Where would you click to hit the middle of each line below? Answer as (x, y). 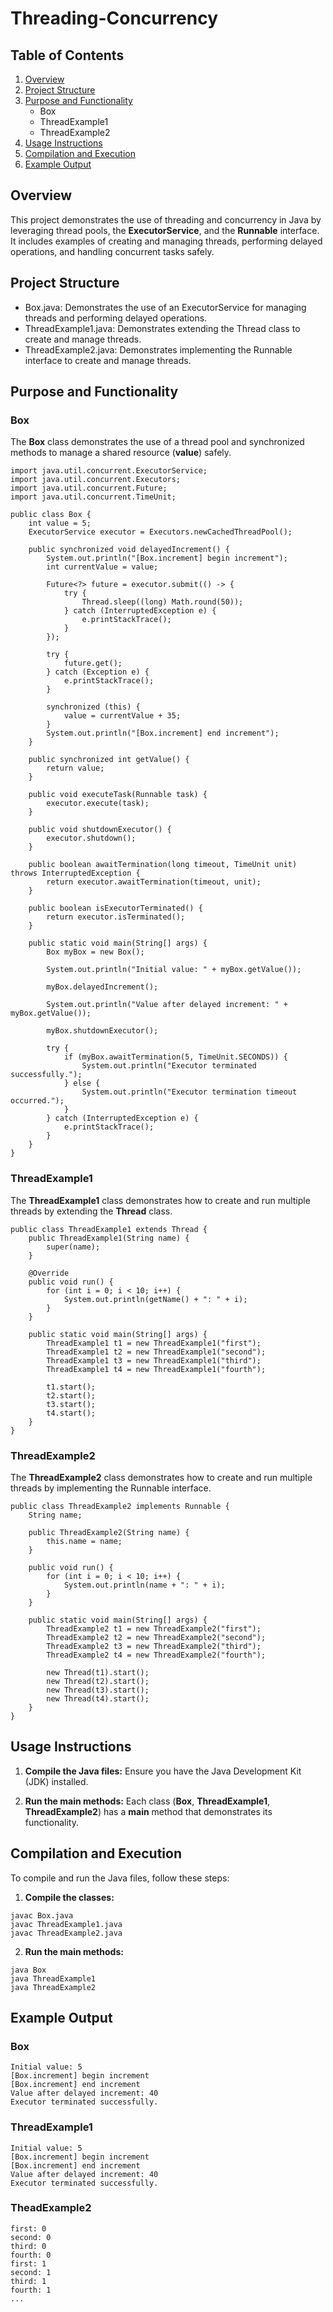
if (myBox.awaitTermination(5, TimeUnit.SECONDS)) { (175, 1057)
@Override (49, 1273)
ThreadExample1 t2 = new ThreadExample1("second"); (156, 1352)
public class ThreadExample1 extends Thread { (109, 1229)
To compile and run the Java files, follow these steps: (120, 1878)
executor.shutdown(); (91, 838)
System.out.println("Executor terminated (169, 1066)
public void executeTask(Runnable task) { (118, 795)
